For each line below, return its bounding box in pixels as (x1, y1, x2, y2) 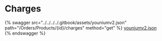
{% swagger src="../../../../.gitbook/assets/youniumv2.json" (5, 19, 127, 25)
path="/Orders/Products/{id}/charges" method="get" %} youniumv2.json (5, 24, 157, 30)
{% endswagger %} (5, 30, 46, 36)
